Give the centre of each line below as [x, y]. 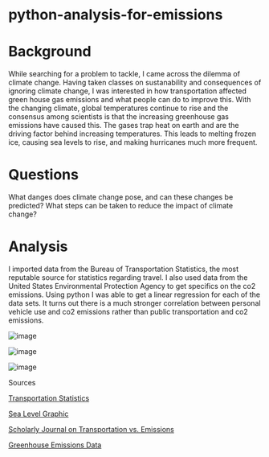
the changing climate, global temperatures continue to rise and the [118, 108]
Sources [22, 383]
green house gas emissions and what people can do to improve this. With [130, 100]
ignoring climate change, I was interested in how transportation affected [128, 91]
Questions [43, 175]
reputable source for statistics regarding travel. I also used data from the [128, 278]
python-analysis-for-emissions [116, 15]
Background [50, 52]
